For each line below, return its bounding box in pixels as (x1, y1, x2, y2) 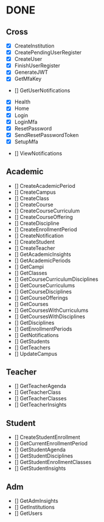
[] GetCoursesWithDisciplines (14, 312, 85, 320)
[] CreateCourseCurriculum (14, 207, 80, 214)
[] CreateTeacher (14, 244, 55, 252)
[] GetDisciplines (14, 319, 55, 326)
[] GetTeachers (14, 344, 51, 351)
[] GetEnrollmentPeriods (14, 325, 73, 332)
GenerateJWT (14, 68, 48, 76)
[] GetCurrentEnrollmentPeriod (14, 440, 88, 447)
